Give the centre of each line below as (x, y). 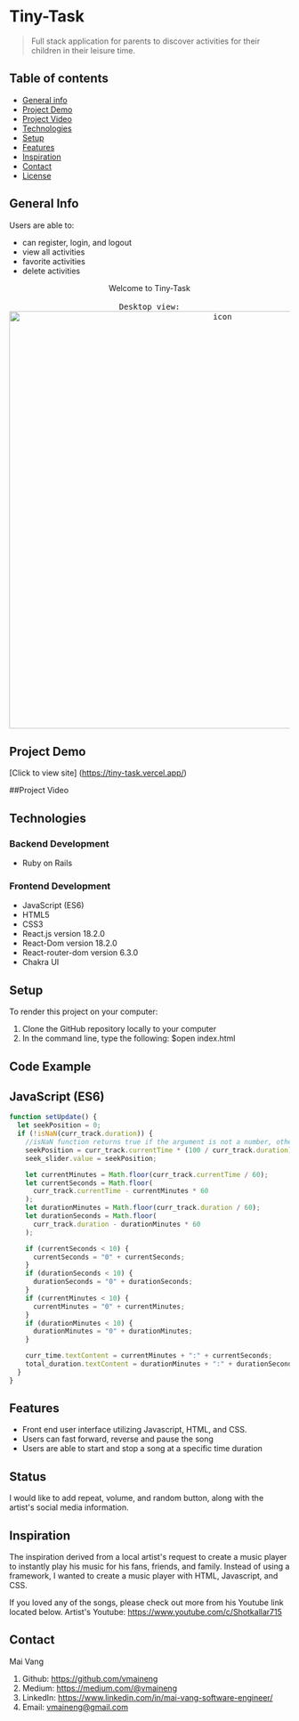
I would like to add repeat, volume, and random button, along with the (137, 1498)
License (36, 175)
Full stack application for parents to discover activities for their (145, 41)
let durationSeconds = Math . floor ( (91, 1216)
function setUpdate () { (53, 1117)
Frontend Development (60, 886)
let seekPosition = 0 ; (59, 1125)
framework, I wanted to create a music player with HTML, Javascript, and (144, 1576)
